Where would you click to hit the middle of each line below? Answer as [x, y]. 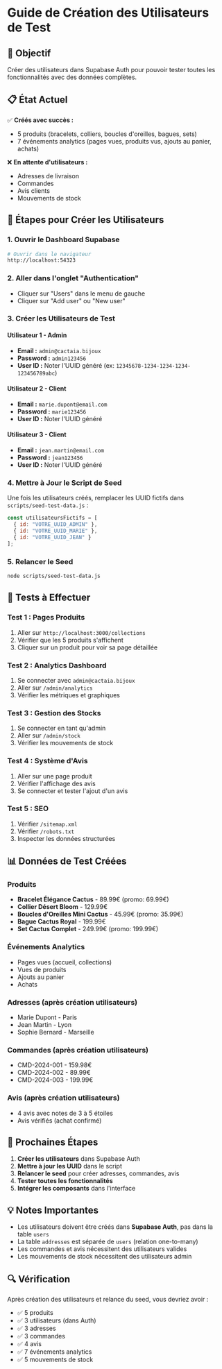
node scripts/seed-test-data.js [54, 576]
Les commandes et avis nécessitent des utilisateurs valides [102, 1249]
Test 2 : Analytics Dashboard [57, 665]
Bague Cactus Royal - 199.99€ [61, 921]
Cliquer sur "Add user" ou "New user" [71, 300]
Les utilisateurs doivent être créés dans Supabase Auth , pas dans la [115, 1227]
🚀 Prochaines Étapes [53, 1142]
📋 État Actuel [37, 100]
